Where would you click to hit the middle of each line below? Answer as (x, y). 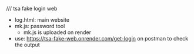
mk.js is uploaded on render (57, 32)
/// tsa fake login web (32, 9)
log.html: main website (42, 20)
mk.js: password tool (40, 26)
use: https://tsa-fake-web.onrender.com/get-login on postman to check (101, 38)
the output (27, 45)
